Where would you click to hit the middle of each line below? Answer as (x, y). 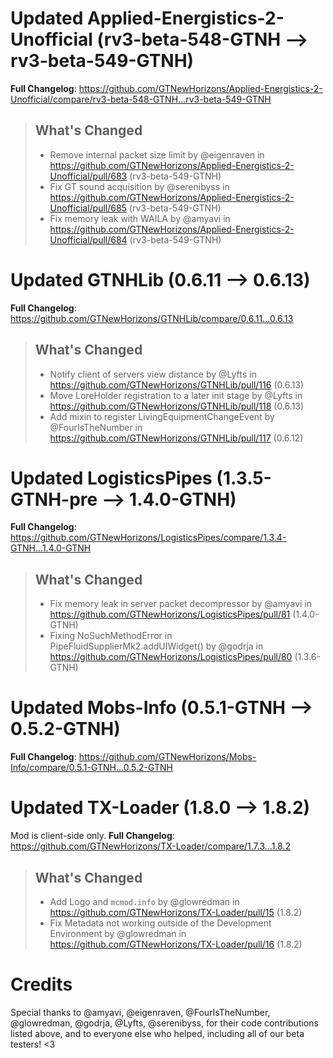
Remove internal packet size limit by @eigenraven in (157, 154)
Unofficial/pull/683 (88, 176)
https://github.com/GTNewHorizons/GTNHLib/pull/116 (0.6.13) (177, 384)
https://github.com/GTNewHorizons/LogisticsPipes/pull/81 (170, 614)
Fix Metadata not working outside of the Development (160, 923)
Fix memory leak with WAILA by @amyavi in (140, 218)
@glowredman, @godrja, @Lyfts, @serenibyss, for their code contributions (164, 1023)
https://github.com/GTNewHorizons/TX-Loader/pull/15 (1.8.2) (176, 912)
